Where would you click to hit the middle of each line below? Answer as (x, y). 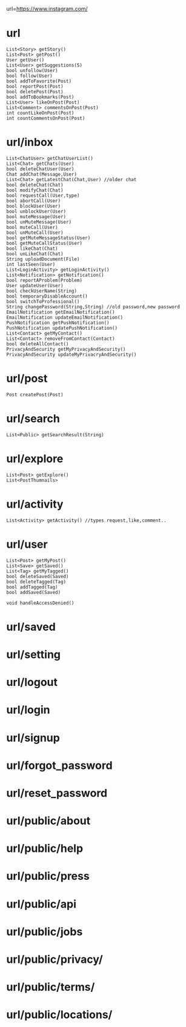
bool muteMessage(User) (36, 217)
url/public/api (42, 904)
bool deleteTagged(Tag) (36, 582)
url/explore (35, 458)
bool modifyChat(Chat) (35, 190)
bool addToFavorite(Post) (39, 81)
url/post (27, 379)
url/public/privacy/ (55, 959)
